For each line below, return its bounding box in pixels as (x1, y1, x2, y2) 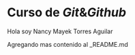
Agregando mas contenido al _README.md (7, 40, 128, 48)
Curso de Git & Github (7, 5, 127, 20)
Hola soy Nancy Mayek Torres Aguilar (7, 27, 113, 35)
